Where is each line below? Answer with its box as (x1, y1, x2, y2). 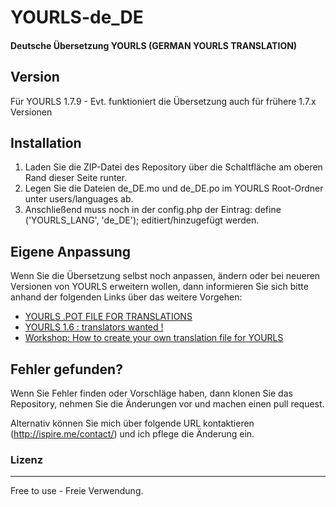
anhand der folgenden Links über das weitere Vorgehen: (10, 291, 243, 303)
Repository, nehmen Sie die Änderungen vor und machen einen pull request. (10, 398, 325, 410)
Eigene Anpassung (10, 243, 132, 260)
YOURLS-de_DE (10, 6, 144, 29)
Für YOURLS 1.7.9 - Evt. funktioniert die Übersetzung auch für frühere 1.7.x (10, 95, 317, 107)
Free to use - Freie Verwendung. (10, 485, 144, 497)
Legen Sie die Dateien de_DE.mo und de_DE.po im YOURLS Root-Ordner (24, 182, 324, 195)
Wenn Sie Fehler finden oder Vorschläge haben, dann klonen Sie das (10, 387, 293, 400)
